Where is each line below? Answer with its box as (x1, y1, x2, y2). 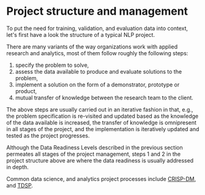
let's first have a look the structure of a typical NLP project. (6, 31, 155, 38)
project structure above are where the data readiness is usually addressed (6, 156, 194, 164)
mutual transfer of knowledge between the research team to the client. (15, 94, 194, 101)
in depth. (6, 163, 29, 170)
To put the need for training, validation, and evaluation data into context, (6, 25, 188, 32)
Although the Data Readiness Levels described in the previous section (6, 143, 183, 151)
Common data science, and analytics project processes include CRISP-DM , (6, 175, 196, 182)
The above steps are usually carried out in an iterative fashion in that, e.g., (6, 105, 193, 113)
